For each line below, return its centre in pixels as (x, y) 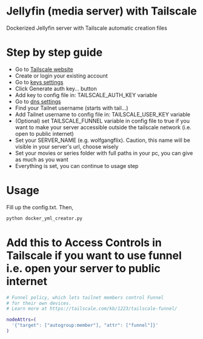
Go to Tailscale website (44, 69)
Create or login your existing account (61, 76)
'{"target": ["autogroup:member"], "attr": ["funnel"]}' (85, 326)
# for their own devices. (39, 303)
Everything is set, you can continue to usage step (77, 166)
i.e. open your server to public (83, 268)
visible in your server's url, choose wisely (67, 146)
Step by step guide (55, 52)
